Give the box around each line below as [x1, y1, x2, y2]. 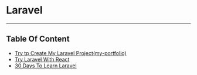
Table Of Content [6, 34, 70, 44]
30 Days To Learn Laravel [14, 62, 77, 69]
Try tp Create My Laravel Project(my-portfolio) [14, 49, 127, 56]
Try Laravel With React [14, 56, 70, 63]
